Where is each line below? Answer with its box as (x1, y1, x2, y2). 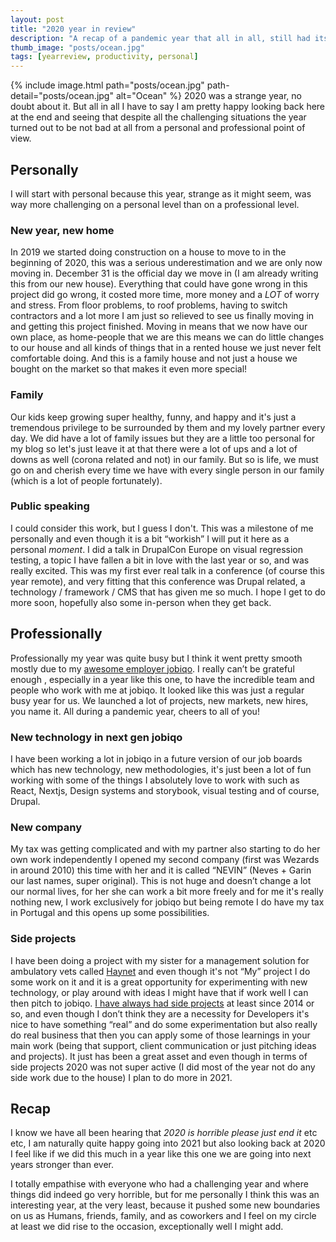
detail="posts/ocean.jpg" (10, 90, 114, 102)
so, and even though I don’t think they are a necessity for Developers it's (10, 1007, 310, 1020)
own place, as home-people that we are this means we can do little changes (10, 331, 325, 343)
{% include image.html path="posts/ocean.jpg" (10, 79, 205, 91)
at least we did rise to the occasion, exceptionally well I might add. (10, 1221, 284, 1233)
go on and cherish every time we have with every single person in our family (10, 464, 325, 476)
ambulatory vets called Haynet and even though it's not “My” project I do (10, 965, 311, 977)
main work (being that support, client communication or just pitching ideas (10, 1039, 317, 1051)
